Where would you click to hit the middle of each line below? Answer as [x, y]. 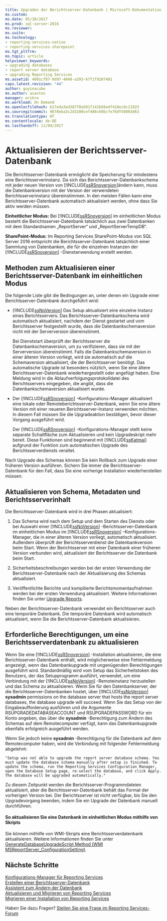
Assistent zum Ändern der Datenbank [44, 888]
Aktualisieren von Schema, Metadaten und [73, 492]
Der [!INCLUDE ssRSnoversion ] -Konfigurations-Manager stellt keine [82, 430]
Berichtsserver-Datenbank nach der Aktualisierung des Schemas [79, 573]
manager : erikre [22, 98]
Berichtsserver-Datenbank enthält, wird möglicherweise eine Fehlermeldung [83, 660]
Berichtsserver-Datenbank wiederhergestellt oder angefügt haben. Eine [86, 373]
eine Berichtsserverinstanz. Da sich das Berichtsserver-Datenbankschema [82, 180]
